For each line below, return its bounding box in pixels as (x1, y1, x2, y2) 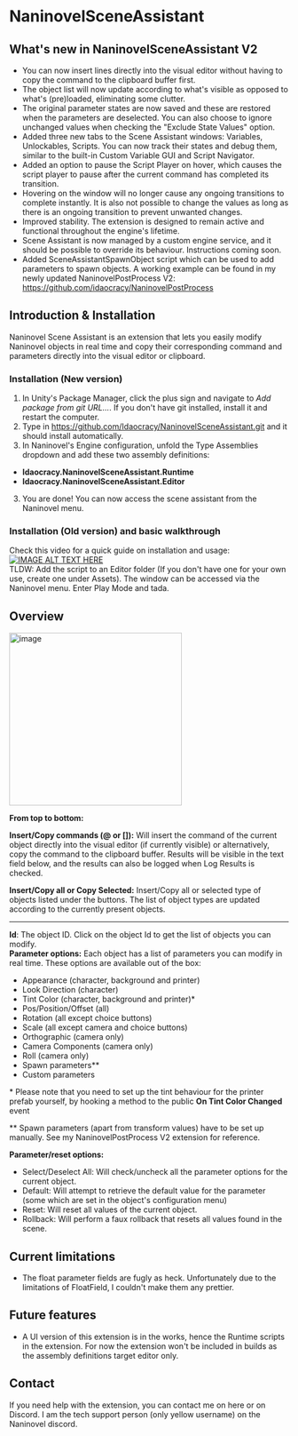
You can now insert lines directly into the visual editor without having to (21, 65, 284, 76)
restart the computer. (21, 411, 100, 423)
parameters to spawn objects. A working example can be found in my (21, 264, 277, 274)
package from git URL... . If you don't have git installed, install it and (21, 403, 268, 413)
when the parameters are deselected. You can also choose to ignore (21, 113, 272, 123)
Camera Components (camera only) (21, 1041, 153, 1052)
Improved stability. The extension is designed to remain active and (21, 216, 264, 227)
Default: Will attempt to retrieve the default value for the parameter (21, 1185, 266, 1196)
